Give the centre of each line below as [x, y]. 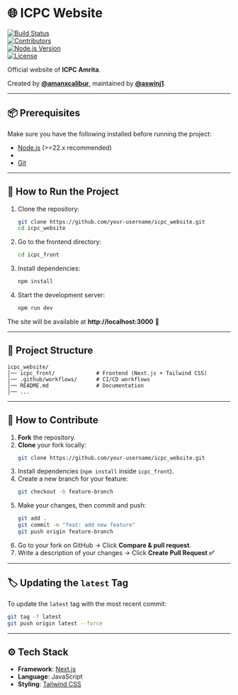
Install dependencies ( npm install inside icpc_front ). [96, 471]
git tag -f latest [34, 617]
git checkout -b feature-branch [65, 492]
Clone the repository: [49, 209]
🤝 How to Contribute [53, 420]
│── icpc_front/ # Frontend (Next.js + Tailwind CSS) [107, 373]
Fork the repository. [46, 437]
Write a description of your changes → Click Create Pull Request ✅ [116, 552]
